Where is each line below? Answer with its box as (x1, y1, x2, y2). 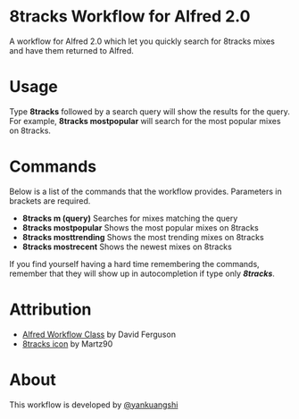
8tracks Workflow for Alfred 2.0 (9, 6, 251, 27)
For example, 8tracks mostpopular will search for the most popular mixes (9, 115, 281, 126)
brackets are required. (9, 195, 91, 206)
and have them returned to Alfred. (9, 45, 134, 55)
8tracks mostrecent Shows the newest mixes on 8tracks (21, 241, 232, 252)
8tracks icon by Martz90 (21, 338, 113, 349)
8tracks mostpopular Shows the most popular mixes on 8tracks (21, 222, 259, 233)
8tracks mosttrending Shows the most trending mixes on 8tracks (21, 231, 265, 242)
